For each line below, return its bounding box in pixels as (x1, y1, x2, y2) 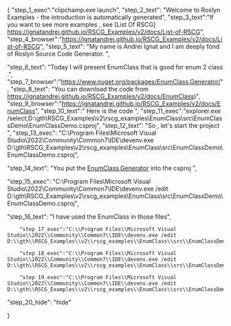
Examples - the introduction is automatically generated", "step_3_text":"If (7, 13, 214, 21)
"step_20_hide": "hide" (7, 298, 71, 306)
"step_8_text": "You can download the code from (10, 85, 149, 93)
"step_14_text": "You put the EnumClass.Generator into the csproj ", (7, 164, 197, 172)
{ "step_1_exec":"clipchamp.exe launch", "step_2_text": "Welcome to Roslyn (7, 6, 221, 14)
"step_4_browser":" (7, 35, 63, 43)
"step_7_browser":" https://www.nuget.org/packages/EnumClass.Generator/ (7, 78, 221, 85)
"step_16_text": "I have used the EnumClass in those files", (7, 213, 172, 221)
